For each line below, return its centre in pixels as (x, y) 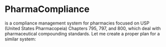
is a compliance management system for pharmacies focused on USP (77, 23)
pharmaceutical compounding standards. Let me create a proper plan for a (82, 33)
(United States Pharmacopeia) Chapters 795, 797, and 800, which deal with (83, 28)
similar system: (20, 39)
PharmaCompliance (47, 9)
